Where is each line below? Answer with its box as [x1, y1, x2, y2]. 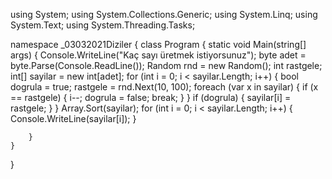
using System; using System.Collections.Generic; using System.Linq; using [10, 9, 318, 20]
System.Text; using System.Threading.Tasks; [10, 19, 196, 31]
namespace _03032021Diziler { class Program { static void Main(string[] [10, 39, 307, 50]
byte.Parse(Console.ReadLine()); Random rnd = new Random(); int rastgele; [10, 60, 323, 71]
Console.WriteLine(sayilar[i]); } [10, 113, 137, 124]
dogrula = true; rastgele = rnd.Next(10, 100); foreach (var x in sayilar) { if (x [10, 81, 319, 93]
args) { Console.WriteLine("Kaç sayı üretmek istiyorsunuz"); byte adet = [10, 49, 307, 61]
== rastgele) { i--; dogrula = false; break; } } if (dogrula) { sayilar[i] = [10, 92, 292, 103]
